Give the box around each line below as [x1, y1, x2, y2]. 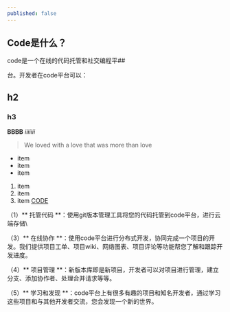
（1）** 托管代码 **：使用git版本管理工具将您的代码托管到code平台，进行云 [7, 211, 221, 219]
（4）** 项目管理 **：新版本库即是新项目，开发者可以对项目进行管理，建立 [7, 265, 219, 274]
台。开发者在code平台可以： [7, 71, 88, 80]
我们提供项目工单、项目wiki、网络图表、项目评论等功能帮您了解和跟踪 [19, 243, 217, 251]
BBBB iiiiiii [7, 128, 36, 136]
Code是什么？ [7, 37, 67, 49]
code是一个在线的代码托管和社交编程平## [7, 56, 126, 65]
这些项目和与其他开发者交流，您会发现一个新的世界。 [7, 298, 158, 306]
